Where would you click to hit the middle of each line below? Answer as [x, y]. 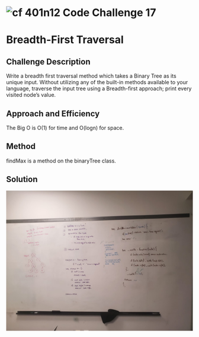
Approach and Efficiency [53, 114]
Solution [22, 179]
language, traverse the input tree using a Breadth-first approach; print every [99, 88]
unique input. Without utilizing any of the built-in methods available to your [97, 82]
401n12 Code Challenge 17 [90, 13]
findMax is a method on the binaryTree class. [61, 161]
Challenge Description [48, 61]
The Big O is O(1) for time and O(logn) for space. [65, 128]
